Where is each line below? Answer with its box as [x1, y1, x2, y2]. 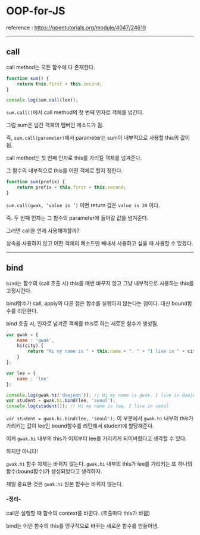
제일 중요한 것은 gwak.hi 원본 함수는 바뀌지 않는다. [6, 481, 123, 488]
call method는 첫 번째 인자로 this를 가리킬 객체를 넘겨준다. [6, 154, 142, 162]
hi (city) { [17, 343, 44, 349]
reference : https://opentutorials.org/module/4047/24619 [6, 24, 146, 31]
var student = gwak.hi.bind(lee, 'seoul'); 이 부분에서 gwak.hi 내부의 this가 [6, 415, 193, 422]
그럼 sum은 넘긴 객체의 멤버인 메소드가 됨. [6, 121, 104, 129]
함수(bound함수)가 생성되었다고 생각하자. [6, 468, 102, 475]
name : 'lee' [17, 376, 49, 382]
